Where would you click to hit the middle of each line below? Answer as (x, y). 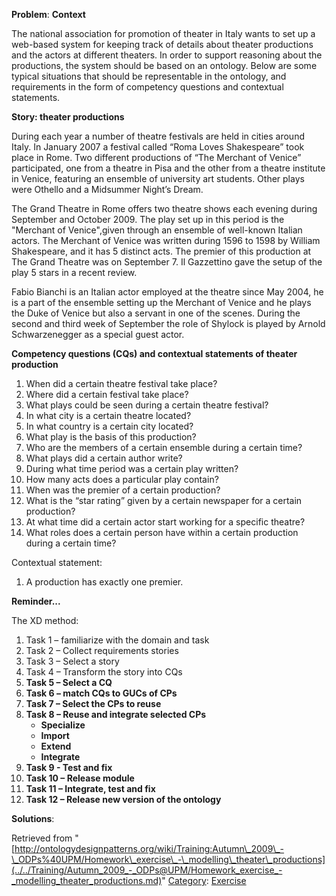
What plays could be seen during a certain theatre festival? (147, 405)
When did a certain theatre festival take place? (121, 383)
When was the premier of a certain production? (123, 490)
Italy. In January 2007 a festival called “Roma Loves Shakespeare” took (158, 147)
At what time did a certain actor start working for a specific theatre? (165, 522)
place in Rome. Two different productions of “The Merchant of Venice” (156, 157)
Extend (56, 746)
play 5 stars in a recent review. (74, 272)
